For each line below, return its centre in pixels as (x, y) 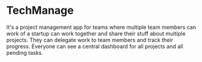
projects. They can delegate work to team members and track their (90, 40)
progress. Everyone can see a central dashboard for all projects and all (95, 46)
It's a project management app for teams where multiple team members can (101, 27)
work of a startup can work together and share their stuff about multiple (96, 33)
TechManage (40, 11)
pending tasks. (25, 52)
